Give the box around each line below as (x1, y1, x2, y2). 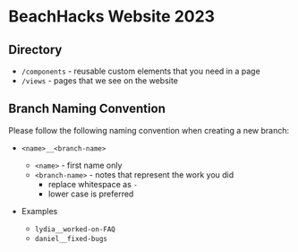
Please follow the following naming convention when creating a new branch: (8, 125, 290, 135)
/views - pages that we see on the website (21, 75, 178, 86)
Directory (8, 42, 63, 57)
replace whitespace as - (47, 178, 138, 189)
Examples (21, 205, 58, 216)
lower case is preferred (47, 188, 134, 199)
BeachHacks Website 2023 (8, 6, 216, 27)
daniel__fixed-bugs (34, 234, 108, 243)
